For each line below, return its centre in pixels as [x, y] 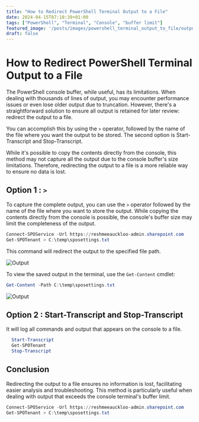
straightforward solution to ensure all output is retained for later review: [93, 111]
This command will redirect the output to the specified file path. [84, 251]
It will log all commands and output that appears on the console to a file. [94, 329]
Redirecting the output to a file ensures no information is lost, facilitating [94, 383]
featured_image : [26, 28]
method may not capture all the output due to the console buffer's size [92, 159]
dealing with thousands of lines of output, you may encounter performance [98, 98]
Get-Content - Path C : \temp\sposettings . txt [61, 285]
